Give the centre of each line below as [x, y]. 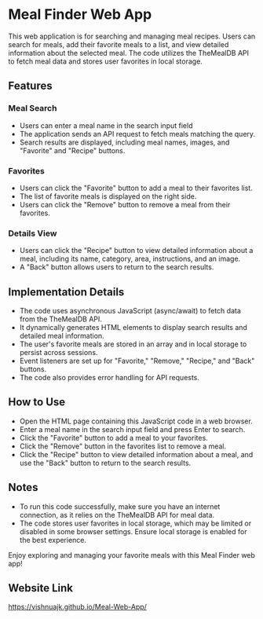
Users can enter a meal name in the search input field [106, 125]
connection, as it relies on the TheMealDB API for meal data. [117, 515]
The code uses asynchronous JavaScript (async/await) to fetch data [130, 311]
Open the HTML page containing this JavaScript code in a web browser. [136, 421]
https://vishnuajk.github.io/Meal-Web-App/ [78, 607]
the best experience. [53, 540]
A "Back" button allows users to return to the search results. [117, 267]
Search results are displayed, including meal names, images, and [124, 142]
